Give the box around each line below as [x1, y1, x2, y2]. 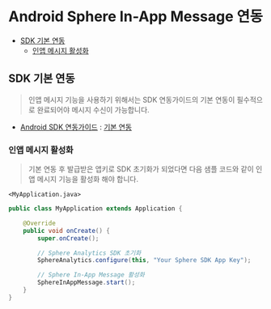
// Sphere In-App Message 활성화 [37, 271, 146, 279]
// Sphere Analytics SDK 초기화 [37, 248, 142, 257]
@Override [23, 219, 57, 227]
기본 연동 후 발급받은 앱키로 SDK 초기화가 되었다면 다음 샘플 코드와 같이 [28, 164, 255, 174]
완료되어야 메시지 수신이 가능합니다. [36, 104, 150, 114]
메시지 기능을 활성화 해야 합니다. [36, 175, 139, 184]
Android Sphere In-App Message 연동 [8, 7, 264, 26]
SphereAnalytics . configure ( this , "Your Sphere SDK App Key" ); [37, 256, 252, 265]
